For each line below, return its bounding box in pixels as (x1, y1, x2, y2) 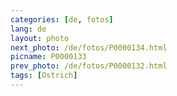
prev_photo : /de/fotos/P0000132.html (10, 61, 168, 71)
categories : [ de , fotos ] (10, 14, 114, 25)
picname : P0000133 (10, 52, 87, 62)
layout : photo (10, 33, 70, 43)
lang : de (10, 24, 47, 34)
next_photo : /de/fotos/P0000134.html (10, 42, 168, 53)
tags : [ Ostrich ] (10, 71, 78, 81)
